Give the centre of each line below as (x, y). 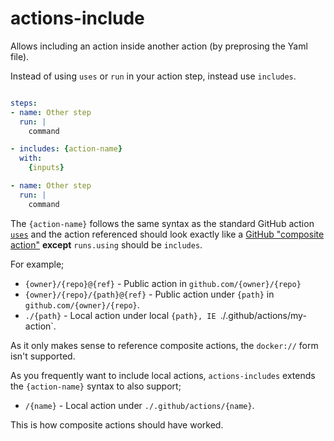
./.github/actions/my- (263, 315)
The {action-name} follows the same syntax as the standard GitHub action (162, 223)
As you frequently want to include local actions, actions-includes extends (163, 375)
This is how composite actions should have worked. (117, 424)
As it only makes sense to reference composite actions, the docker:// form (164, 345)
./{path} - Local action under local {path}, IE (120, 315)
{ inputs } (46, 168)
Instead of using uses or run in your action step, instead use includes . (153, 76)
